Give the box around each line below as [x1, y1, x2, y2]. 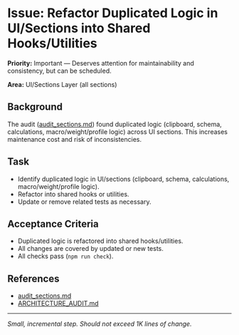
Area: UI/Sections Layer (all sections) [7, 80, 117, 88]
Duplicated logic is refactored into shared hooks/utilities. [17, 237, 184, 245]
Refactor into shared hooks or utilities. [17, 190, 129, 198]
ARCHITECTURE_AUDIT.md [17, 299, 99, 308]
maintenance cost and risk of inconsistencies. [7, 135, 142, 143]
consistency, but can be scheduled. [7, 66, 112, 75]
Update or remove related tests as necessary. [17, 197, 152, 206]
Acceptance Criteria [7, 217, 99, 230]
